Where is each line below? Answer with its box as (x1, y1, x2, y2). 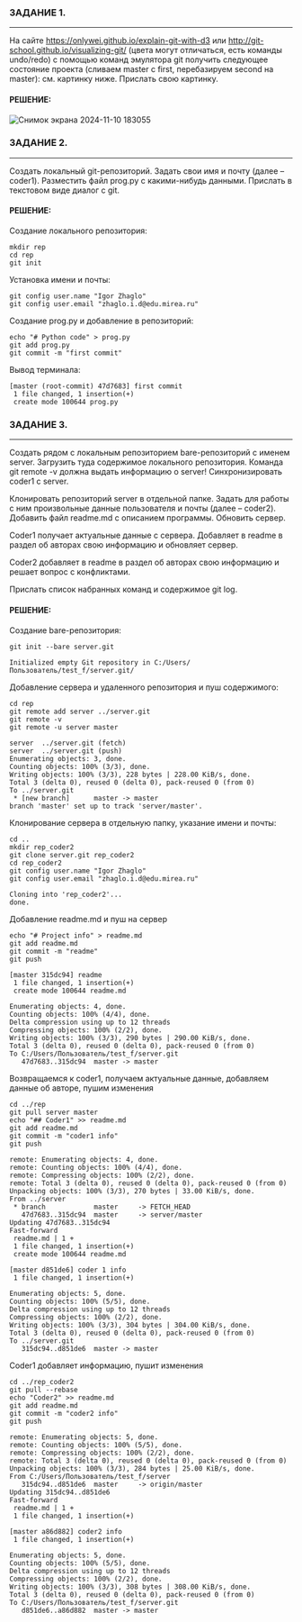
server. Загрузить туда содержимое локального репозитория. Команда (9, 457, 284, 467)
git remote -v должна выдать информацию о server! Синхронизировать (9, 467, 283, 477)
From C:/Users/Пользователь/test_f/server (9, 1472, 171, 1481)
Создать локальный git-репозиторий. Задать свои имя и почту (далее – (9, 165, 285, 177)
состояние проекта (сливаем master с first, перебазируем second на (9, 64, 274, 75)
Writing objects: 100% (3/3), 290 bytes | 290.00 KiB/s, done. (9, 1033, 252, 1042)
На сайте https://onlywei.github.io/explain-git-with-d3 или (9, 35, 226, 46)
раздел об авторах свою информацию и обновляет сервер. (9, 539, 238, 550)
